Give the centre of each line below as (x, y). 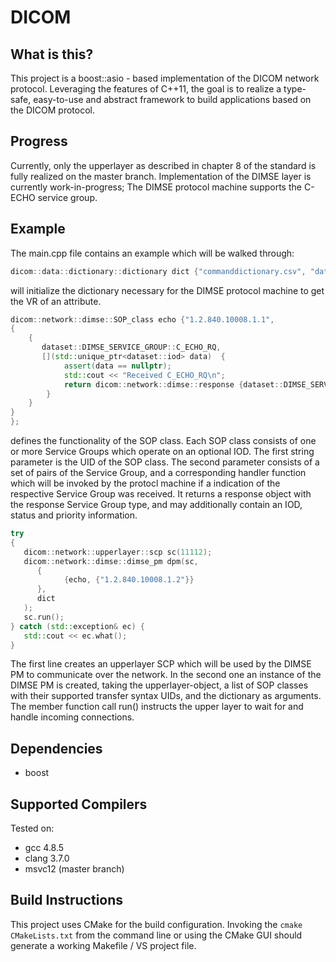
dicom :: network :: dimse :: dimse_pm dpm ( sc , (111, 561)
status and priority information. (74, 515)
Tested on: (32, 828)
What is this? (52, 54)
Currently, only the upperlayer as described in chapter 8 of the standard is (163, 165)
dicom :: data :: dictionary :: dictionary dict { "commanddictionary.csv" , (158, 271)
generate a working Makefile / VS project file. (103, 945)
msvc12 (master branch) (74, 869)
